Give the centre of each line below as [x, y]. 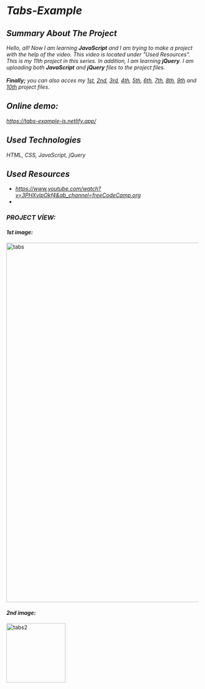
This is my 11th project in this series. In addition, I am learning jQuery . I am [100, 61]
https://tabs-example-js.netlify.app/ [51, 121]
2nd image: [21, 613]
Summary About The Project [62, 33]
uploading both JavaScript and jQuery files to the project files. [86, 67]
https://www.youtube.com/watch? [58, 189]
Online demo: [32, 106]
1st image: [20, 232]
